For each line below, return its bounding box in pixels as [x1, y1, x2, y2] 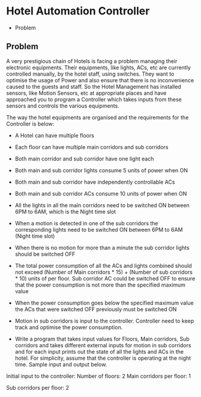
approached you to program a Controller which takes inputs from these [6, 95, 182, 103]
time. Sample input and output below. [14, 360, 107, 368]
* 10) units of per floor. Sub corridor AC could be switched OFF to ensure [14, 274, 196, 282]
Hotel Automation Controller [6, 4, 150, 18]
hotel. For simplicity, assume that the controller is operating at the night [14, 354, 191, 362]
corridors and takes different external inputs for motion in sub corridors [14, 341, 191, 349]
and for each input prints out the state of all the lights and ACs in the [14, 348, 184, 355]
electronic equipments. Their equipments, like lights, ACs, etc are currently [6, 64, 191, 71]
